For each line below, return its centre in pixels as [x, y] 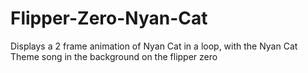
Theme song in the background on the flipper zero [114, 56]
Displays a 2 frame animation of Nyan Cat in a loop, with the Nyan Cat [154, 46]
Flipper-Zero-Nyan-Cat [109, 18]
